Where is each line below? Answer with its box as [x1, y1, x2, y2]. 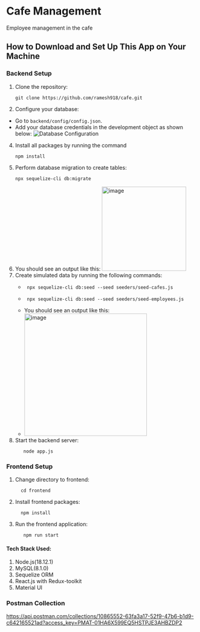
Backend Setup [6, 69, 53, 78]
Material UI [15, 584, 43, 592]
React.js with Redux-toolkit [15, 578, 82, 585]
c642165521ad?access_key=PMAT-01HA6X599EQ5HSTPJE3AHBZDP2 [6, 619, 182, 627]
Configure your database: [15, 105, 79, 112]
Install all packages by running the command [15, 141, 127, 149]
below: [15, 130, 32, 137]
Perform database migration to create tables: [15, 164, 127, 171]
